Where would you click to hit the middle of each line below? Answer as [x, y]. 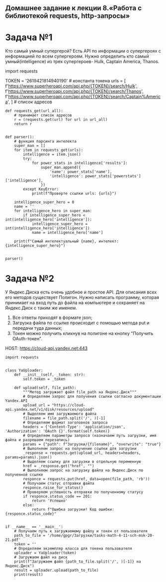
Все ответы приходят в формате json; [52, 318]
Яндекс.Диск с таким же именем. [41, 308]
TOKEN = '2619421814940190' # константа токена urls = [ [65, 81]
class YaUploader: [24, 370]
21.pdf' [13, 540]
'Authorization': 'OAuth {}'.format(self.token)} [58, 432]
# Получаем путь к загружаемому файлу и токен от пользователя [81, 531]
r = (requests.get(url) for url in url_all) [61, 120]
